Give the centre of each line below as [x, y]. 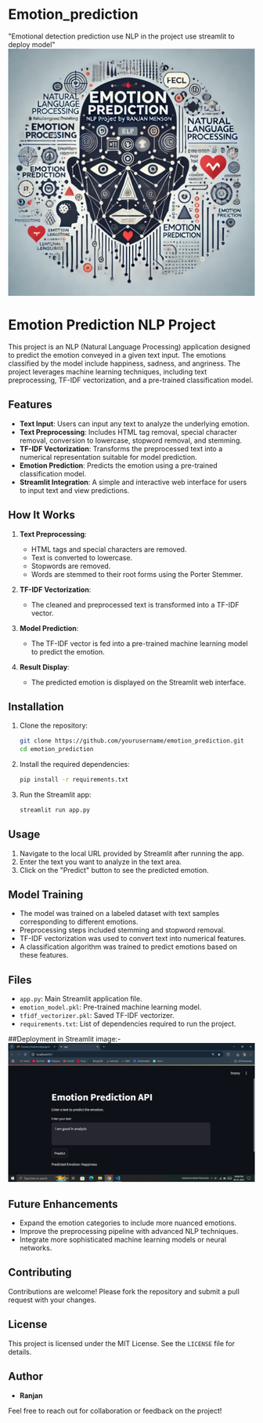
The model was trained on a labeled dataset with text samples [119, 914]
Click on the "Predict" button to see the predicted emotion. [114, 870]
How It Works [42, 515]
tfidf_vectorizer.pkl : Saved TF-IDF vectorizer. [97, 1016]
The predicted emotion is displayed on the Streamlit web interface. [139, 682]
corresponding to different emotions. [79, 922]
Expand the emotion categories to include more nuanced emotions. [128, 1223]
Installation [36, 707]
